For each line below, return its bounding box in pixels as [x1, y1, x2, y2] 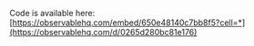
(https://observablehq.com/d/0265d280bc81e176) [9, 27, 198, 37]
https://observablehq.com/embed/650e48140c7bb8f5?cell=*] [12, 17, 246, 28]
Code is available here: [9, 8, 96, 18]
